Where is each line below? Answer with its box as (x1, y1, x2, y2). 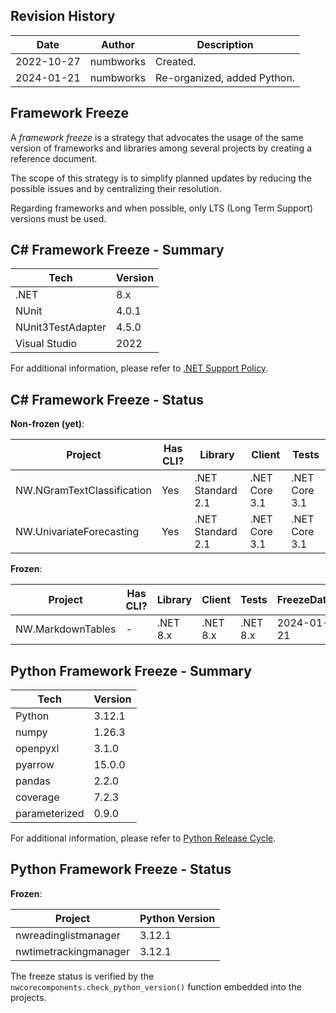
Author (100, 37, 135, 51)
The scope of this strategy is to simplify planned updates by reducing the (10, 172, 312, 184)
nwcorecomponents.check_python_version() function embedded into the (10, 980, 302, 993)
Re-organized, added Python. (155, 70, 296, 84)
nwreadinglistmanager (15, 928, 121, 942)
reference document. (10, 152, 98, 164)
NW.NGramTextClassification (15, 484, 152, 498)
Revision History (10, 8, 116, 25)
